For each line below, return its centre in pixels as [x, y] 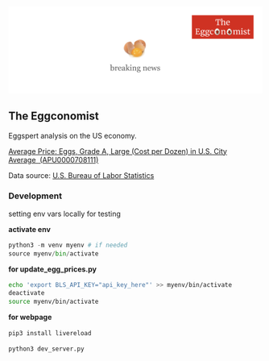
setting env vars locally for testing [64, 214]
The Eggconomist [54, 116]
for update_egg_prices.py [53, 269]
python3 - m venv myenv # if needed [68, 245]
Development [35, 196]
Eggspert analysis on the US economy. [72, 135]
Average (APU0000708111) [54, 160]
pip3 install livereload [50, 334]
